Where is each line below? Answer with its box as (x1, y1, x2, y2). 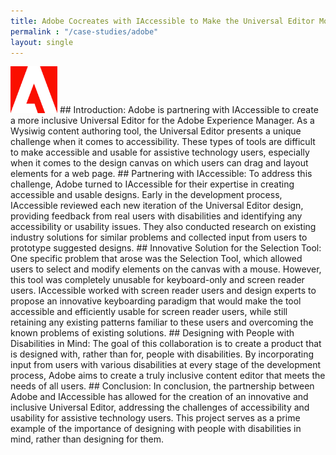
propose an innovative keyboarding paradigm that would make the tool (10, 295, 302, 307)
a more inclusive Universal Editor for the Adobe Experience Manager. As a (10, 115, 315, 127)
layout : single (10, 37, 74, 47)
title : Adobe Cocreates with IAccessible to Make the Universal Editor (10, 16, 315, 26)
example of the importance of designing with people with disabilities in (10, 423, 302, 435)
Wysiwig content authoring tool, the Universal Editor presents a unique (10, 125, 302, 137)
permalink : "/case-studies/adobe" (10, 26, 159, 37)
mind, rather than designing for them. (10, 433, 165, 445)
